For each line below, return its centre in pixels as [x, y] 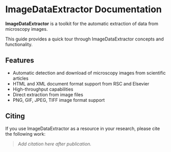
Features [20, 61]
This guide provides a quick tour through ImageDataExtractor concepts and [85, 39]
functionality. [19, 44]
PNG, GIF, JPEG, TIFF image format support [59, 100]
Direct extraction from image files [48, 94]
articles [21, 78]
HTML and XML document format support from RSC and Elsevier [81, 83]
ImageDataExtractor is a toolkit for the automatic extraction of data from [82, 24]
